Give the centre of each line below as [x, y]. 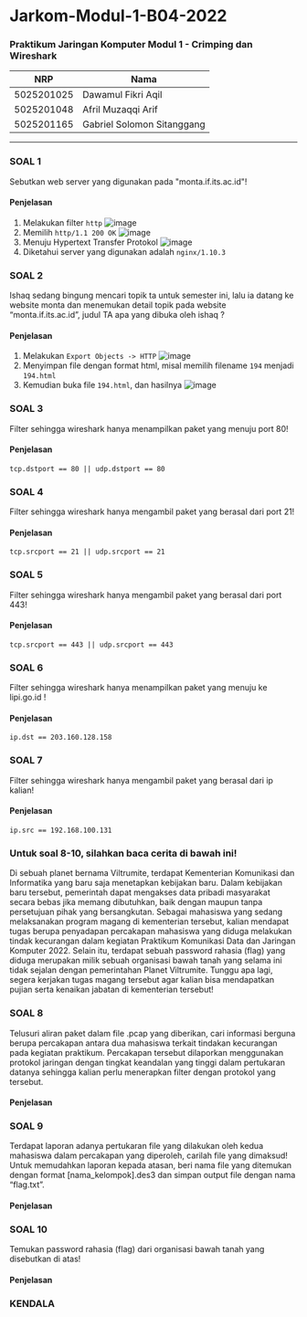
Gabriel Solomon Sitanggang [143, 124]
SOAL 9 [26, 1126]
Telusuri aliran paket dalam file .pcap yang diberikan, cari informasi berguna [153, 1033]
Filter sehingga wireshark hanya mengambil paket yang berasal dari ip [142, 780]
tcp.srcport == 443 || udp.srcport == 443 [91, 645]
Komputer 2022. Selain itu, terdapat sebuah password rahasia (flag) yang [148, 951]
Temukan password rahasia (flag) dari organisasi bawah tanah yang [137, 1249]
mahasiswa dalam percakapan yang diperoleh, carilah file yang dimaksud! [148, 1155]
